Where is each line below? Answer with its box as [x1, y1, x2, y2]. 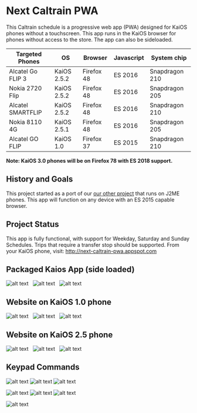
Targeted [16, 50, 42, 58]
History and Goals [6, 174, 73, 184]
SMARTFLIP [9, 108, 42, 116]
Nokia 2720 [9, 84, 42, 92]
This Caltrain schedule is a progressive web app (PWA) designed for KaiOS [6, 23, 188, 31]
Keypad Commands [6, 362, 80, 372]
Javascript [113, 53, 145, 62]
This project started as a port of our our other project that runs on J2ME [6, 190, 180, 197]
